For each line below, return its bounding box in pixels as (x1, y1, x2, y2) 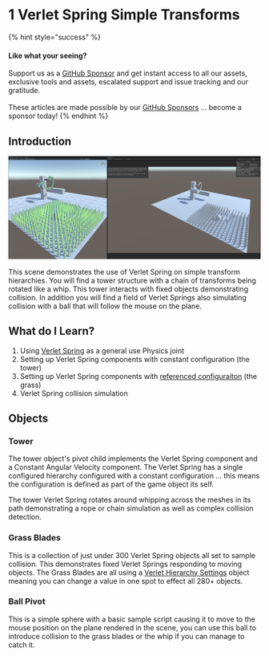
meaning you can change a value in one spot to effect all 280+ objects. (8, 576, 243, 585)
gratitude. (8, 86, 41, 96)
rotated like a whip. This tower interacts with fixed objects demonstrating (8, 283, 249, 294)
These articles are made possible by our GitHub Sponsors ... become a (8, 103, 242, 112)
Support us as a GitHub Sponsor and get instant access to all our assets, (8, 68, 248, 78)
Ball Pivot (8, 596, 46, 607)
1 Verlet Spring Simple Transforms (8, 6, 240, 24)
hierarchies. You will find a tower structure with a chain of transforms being (8, 275, 256, 285)
